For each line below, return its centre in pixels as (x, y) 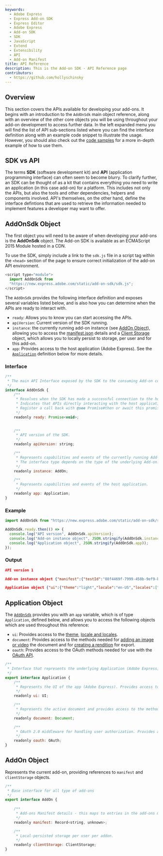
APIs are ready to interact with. (36, 308)
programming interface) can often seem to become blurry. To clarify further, (81, 177)
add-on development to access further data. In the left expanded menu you (80, 124)
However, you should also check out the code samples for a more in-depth (80, 140)
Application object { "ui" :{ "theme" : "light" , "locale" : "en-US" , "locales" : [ (81, 588)
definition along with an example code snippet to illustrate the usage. (74, 135)
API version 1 (19, 570)
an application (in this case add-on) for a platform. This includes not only (78, 188)
